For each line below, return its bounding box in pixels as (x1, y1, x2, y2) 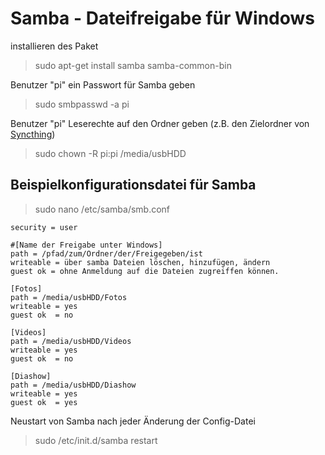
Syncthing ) (10, 128, 56, 140)
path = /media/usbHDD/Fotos (10, 292, 128, 302)
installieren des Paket (10, 40, 99, 52)
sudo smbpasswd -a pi (34, 98, 130, 110)
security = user (10, 222, 78, 232)
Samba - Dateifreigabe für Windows (10, 7, 316, 30)
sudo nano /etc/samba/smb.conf (34, 203, 171, 215)
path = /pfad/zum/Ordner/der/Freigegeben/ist (10, 248, 203, 259)
